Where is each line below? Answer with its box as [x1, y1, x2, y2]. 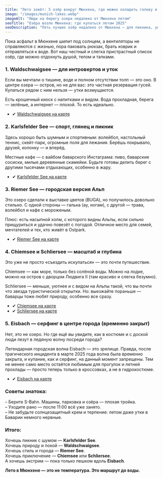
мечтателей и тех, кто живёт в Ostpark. [5, 227, 86, 233]
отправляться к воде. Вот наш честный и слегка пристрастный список [5, 49, 152, 55]
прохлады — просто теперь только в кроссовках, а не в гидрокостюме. [5, 366, 154, 372]
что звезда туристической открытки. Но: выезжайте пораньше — [5, 288, 142, 294]
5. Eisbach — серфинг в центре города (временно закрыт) [5, 320, 150, 327]
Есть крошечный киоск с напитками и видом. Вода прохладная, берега [5, 96, 154, 102]
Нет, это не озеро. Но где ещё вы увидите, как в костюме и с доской [5, 331, 148, 337]
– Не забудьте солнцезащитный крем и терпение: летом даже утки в [5, 409, 148, 415]
